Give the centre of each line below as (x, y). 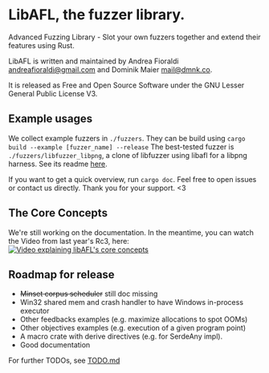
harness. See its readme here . (58, 164)
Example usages (51, 119)
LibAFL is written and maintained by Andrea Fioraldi (94, 61)
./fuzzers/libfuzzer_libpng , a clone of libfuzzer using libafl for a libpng (128, 155)
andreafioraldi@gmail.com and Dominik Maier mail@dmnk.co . (110, 69)
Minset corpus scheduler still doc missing (89, 294)
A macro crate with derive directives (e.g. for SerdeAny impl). (121, 337)
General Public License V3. (53, 93)
